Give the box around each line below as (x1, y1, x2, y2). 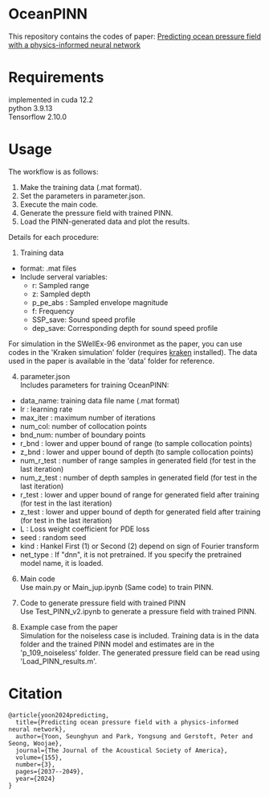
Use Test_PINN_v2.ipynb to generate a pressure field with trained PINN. (19, 606, 257, 616)
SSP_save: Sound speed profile (31, 315, 137, 324)
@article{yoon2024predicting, (8, 711, 110, 719)
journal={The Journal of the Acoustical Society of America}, (15, 746, 228, 754)
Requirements (8, 68, 104, 87)
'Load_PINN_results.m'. (19, 656, 98, 666)
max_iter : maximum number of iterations (19, 412, 156, 423)
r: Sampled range (31, 280, 90, 290)
